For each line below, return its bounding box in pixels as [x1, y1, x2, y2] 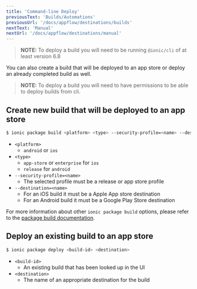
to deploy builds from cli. [20, 88, 81, 95]
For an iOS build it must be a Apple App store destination [23, 190, 161, 197]
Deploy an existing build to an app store [6, 231, 154, 241]
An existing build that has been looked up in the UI [23, 264, 145, 271]
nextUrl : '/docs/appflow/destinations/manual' [6, 31, 122, 36]
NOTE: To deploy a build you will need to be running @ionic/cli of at [20, 46, 187, 53]
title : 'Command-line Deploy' [6, 8, 80, 15]
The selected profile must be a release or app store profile [23, 177, 164, 185]
